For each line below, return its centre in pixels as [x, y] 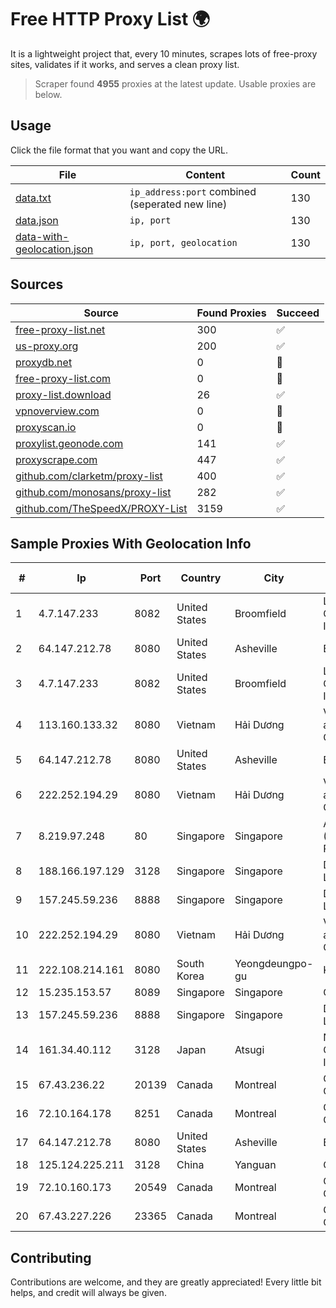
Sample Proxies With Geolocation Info [131, 543]
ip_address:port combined [193, 191]
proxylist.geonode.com [69, 443]
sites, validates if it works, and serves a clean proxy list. [125, 64]
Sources [37, 284]
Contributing [51, 1257]
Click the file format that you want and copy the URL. [119, 150]
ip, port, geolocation [183, 242]
